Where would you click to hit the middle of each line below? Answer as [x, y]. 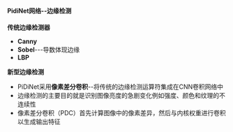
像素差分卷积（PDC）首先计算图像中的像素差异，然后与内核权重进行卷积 [122, 113]
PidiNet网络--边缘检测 [39, 10]
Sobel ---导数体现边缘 [48, 50]
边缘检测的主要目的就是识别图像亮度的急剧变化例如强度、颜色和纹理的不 [121, 96]
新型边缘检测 [25, 72]
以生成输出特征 [39, 122]
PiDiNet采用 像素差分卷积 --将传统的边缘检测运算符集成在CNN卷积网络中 [120, 87]
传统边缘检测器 [29, 27]
